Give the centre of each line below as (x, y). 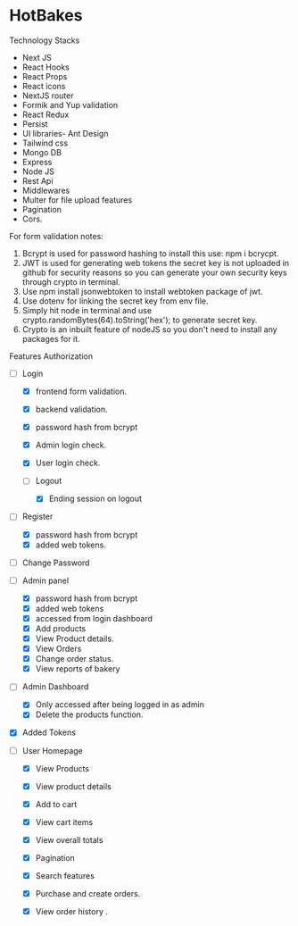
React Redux (46, 114)
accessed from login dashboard (94, 618)
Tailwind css (45, 143)
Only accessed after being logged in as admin (120, 705)
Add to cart (56, 804)
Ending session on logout (95, 499)
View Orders (58, 649)
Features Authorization (51, 356)
